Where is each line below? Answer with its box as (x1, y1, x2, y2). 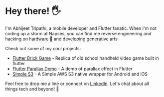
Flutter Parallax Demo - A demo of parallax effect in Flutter (12, 66, 133, 72)
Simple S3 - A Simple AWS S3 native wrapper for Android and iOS (12, 71, 148, 77)
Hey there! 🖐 (5, 5, 61, 17)
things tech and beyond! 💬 (5, 86, 59, 92)
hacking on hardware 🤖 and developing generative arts (5, 36, 118, 42)
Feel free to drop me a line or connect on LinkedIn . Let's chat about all (5, 81, 150, 87)
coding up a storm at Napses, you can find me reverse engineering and (5, 30, 152, 36)
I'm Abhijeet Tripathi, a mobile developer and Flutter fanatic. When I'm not (5, 25, 157, 31)
